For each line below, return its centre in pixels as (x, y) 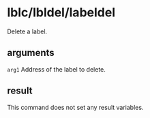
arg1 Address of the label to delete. (56, 69)
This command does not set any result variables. (75, 107)
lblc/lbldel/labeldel (61, 13)
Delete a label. (27, 31)
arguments (31, 53)
